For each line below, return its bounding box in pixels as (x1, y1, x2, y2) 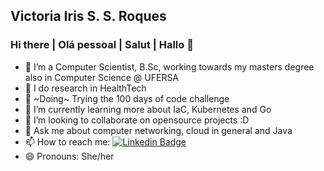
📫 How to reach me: (24, 135, 111, 148)
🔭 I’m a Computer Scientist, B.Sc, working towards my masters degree (24, 60, 315, 73)
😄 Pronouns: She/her (24, 150, 115, 162)
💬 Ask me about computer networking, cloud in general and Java (24, 124, 293, 136)
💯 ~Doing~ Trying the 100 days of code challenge (24, 92, 230, 104)
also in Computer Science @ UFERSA (24, 71, 180, 83)
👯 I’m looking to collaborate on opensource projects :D (24, 114, 250, 126)
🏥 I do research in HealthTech (24, 82, 147, 94)
